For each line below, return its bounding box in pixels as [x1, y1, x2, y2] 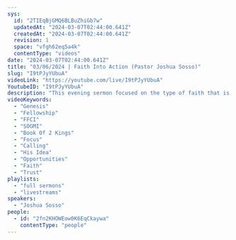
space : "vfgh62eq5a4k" [13, 43, 81, 50]
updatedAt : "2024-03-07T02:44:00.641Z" [13, 23, 132, 31]
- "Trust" [13, 168, 43, 176]
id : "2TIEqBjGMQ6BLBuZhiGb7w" [13, 17, 103, 24]
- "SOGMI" [13, 122, 43, 130]
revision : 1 [13, 37, 50, 44]
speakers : [7, 195, 37, 202]
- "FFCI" [13, 116, 40, 123]
